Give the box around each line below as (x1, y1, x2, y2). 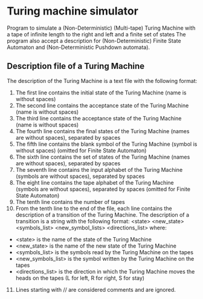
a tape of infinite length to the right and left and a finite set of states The (7, 30, 186, 38)
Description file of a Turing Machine (7, 61, 145, 71)
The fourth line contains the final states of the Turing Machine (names (15, 127, 190, 134)
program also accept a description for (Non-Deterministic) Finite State (7, 37, 181, 44)
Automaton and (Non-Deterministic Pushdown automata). (7, 44, 150, 51)
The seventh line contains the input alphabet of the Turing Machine (15, 166, 183, 173)
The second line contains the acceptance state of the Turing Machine (15, 102, 189, 109)
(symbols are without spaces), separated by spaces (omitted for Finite (15, 185, 191, 192)
